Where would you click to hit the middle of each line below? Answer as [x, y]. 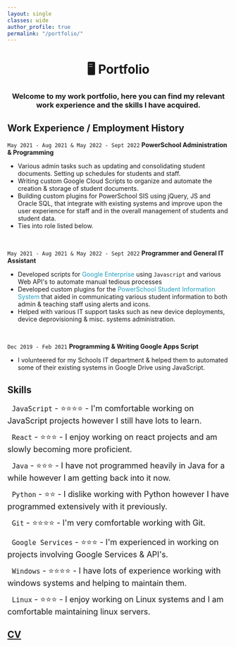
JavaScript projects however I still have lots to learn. [105, 421]
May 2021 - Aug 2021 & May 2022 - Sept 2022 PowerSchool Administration [117, 145]
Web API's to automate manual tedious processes [89, 282]
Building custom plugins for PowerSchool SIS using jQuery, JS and [114, 196]
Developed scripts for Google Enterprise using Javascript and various [119, 275]
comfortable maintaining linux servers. [79, 611]
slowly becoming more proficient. [70, 449]
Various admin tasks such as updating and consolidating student [111, 166]
